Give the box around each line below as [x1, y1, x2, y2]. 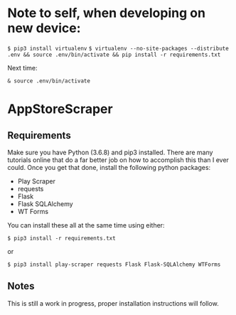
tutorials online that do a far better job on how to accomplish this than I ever [7, 155, 230, 164]
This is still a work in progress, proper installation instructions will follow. [7, 299, 219, 307]
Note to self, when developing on [7, 5, 206, 21]
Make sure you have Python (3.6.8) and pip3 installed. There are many [7, 148, 213, 156]
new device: [7, 20, 81, 36]
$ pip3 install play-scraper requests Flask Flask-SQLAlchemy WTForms [7, 261, 221, 268]
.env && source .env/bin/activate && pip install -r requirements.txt [7, 51, 221, 58]
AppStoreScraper [7, 101, 113, 117]
